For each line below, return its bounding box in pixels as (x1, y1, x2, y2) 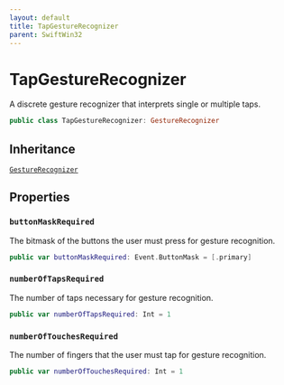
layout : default (9, 13, 70, 23)
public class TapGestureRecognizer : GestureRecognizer (9, 117, 220, 126)
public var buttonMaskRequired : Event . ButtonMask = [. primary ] (9, 252, 252, 262)
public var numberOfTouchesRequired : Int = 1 (9, 367, 183, 376)
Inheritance (9, 141, 76, 156)
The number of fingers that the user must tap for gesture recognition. (9, 350, 267, 361)
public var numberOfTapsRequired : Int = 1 (9, 309, 171, 319)
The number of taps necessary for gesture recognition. (9, 292, 214, 303)
